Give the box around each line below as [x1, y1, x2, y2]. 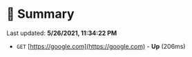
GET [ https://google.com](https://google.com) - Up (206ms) [16, 42, 186, 50]
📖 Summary [6, 6, 75, 22]
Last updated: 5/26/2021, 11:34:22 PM [6, 29, 117, 37]
